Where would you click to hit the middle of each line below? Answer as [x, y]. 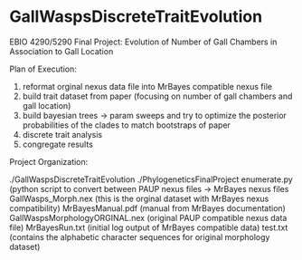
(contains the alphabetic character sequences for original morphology [140, 236]
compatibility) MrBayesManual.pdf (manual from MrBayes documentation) [148, 208]
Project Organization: [49, 161]
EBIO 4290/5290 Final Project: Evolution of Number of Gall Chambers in [143, 42]
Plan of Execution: [43, 69]
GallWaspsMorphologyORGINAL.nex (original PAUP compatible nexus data [148, 217]
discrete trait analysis [62, 134]
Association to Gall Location [61, 51]
